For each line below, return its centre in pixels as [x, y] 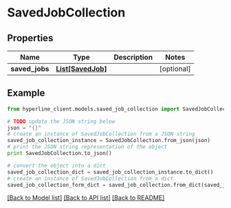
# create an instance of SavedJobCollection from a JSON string [101, 134]
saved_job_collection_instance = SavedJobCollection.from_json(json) [109, 141]
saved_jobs [30, 69]
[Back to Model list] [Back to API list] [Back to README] [86, 198]
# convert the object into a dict [57, 165]
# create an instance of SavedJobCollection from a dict [90, 178]
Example [26, 93]
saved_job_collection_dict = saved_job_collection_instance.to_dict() [110, 172]
